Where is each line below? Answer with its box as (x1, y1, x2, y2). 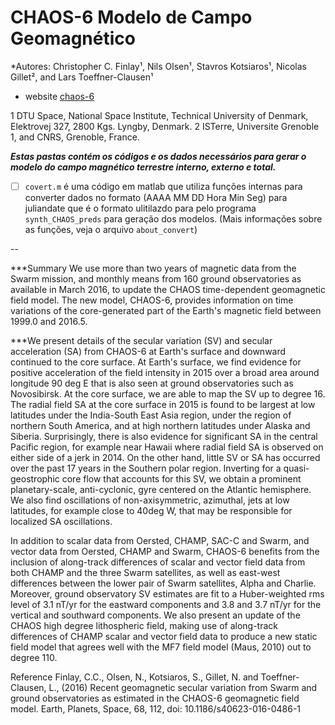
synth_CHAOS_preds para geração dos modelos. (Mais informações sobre (24, 213, 323, 225)
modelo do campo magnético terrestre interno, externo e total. (10, 161, 277, 173)
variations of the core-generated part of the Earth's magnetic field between (10, 305, 322, 316)
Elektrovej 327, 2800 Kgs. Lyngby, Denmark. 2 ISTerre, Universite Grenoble (10, 120, 320, 132)
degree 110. (10, 652, 58, 663)
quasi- (283, 462, 310, 474)
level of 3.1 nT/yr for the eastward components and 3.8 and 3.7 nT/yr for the (10, 599, 322, 610)
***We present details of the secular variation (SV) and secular (10, 335, 273, 346)
